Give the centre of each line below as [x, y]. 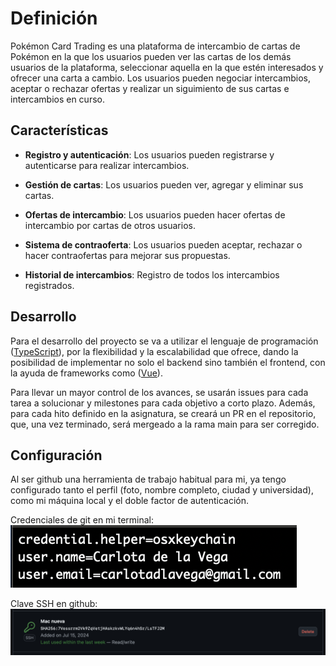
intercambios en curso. [57, 99]
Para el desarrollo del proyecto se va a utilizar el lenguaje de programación [164, 341]
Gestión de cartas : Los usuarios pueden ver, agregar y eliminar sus [164, 184]
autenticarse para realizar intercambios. [107, 165]
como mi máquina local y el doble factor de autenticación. [130, 501]
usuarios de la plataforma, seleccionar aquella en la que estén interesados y [167, 67]
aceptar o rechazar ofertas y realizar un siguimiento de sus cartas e [150, 88]
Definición [54, 18]
